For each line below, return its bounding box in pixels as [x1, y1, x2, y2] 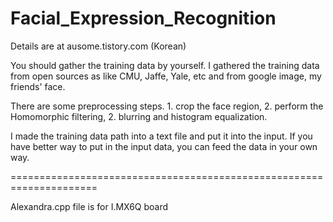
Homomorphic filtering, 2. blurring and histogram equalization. [10, 110, 268, 122]
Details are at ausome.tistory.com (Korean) [10, 40, 187, 52]
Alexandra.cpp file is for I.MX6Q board [10, 200, 169, 212]
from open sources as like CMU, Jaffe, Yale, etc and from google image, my [10, 70, 322, 82]
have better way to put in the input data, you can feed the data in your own [10, 140, 318, 152]
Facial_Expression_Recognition [10, 7, 277, 30]
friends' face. [10, 80, 66, 92]
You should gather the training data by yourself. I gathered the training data [10, 59, 320, 71]
